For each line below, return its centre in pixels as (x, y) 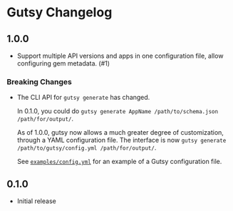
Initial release (36, 201)
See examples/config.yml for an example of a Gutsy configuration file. (119, 162)
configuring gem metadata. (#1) (63, 63)
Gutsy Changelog (59, 12)
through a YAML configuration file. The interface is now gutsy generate (121, 140)
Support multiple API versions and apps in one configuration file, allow (120, 56)
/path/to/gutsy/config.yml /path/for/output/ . (87, 148)
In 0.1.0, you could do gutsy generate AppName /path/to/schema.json (118, 111)
